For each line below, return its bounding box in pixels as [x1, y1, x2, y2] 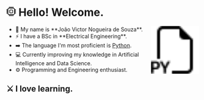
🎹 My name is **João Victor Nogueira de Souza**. [15, 26, 144, 33]
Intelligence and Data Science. [15, 59, 92, 66]
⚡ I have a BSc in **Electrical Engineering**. [15, 32, 127, 40]
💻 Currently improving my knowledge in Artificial [15, 51, 139, 58]
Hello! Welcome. [18, 5, 104, 20]
